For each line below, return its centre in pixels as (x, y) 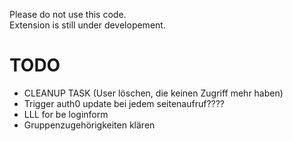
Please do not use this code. (68, 14)
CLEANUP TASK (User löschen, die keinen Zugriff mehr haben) (153, 93)
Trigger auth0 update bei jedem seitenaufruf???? (124, 103)
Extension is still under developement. (87, 25)
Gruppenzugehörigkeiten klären (89, 125)
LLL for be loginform (66, 114)
